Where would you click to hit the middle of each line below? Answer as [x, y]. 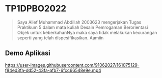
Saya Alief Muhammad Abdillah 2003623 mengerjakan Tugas [79, 22]
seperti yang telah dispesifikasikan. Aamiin [60, 38]
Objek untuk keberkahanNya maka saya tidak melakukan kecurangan [87, 32]
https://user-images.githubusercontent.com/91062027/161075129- [72, 65]
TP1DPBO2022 [36, 9]
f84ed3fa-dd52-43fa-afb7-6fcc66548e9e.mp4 [53, 70]
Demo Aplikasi [28, 53]
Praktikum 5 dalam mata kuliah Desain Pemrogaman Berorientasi [82, 27]
